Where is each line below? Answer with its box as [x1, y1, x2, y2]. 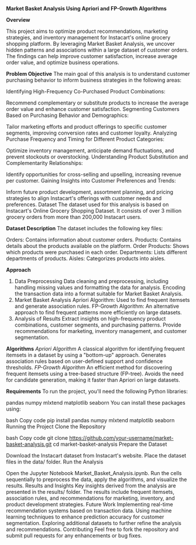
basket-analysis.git [6, 440, 52, 448]
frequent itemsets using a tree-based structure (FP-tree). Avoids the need [6, 370, 184, 377]
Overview [6, 16, 30, 23]
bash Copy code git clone [6, 435, 68, 441]
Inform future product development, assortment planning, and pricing [6, 189, 174, 196]
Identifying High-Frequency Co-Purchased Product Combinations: [6, 88, 166, 95]
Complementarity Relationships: [6, 160, 83, 166]
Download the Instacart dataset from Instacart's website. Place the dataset [6, 452, 187, 459]
